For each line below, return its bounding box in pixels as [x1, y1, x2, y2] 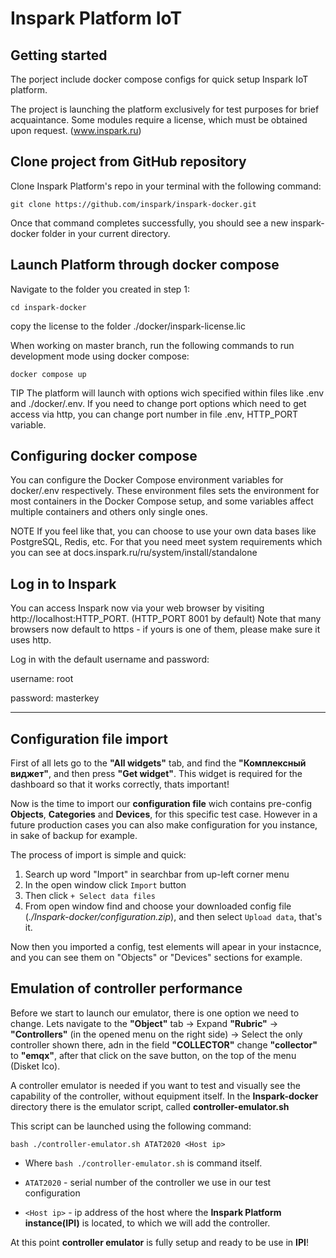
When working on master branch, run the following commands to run [10, 339, 295, 351]
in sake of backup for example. [10, 830, 138, 842]
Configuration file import [10, 730, 168, 747]
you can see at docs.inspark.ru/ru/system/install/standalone [10, 547, 258, 559]
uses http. [10, 634, 52, 646]
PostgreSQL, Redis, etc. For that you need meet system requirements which [10, 536, 323, 548]
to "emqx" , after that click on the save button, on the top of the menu [10, 1049, 297, 1061]
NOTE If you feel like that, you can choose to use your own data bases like [10, 525, 317, 537]
